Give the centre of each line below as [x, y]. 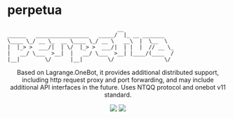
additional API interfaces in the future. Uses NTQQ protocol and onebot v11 [118, 87]
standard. [118, 94]
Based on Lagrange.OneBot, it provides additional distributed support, [118, 72]
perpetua [35, 10]
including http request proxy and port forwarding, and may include [118, 80]
